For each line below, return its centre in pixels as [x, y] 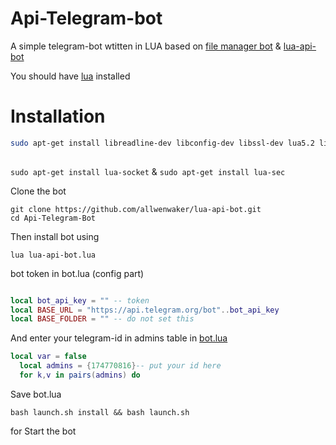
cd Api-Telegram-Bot [53, 218]
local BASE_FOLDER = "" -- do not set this [102, 319]
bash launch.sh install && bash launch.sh [100, 412]
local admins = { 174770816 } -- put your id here [120, 366]
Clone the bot [38, 191]
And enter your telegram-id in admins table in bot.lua [119, 338]
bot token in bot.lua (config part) [77, 273]
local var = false [48, 357]
